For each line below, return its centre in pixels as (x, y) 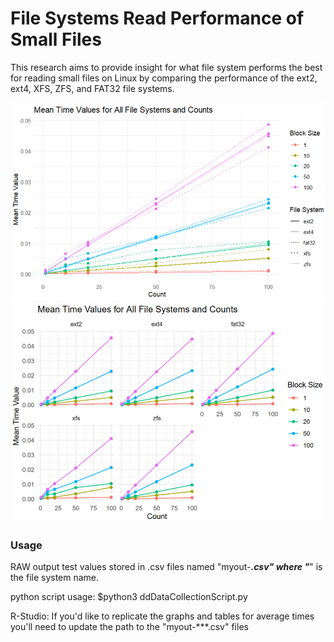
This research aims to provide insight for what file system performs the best (166, 67)
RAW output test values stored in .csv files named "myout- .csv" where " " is (166, 567)
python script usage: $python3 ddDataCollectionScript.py (129, 597)
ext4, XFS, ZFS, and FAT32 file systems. (92, 88)
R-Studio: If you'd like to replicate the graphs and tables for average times (162, 616)
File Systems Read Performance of (157, 18)
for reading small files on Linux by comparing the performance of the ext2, (164, 78)
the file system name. (55, 578)
